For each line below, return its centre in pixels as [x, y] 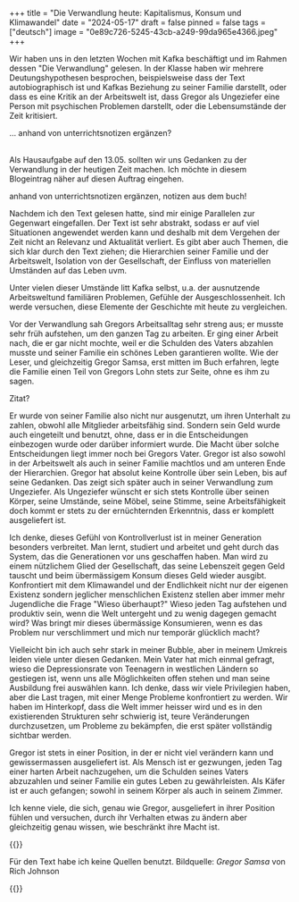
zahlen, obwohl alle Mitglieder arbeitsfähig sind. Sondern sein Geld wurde [145, 425]
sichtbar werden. [40, 735]
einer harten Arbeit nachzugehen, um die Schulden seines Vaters [129, 771]
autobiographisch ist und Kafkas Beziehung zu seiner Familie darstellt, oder [148, 87]
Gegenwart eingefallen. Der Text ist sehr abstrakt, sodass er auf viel [134, 223]
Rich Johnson [34, 871]
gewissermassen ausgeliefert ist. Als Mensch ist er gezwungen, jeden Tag [146, 762]
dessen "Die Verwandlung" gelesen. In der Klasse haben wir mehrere [137, 68]
